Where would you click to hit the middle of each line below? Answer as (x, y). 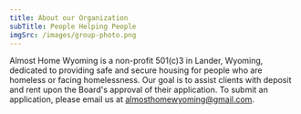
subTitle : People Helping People (73, 26)
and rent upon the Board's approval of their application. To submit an (139, 90)
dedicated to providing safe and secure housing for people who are (136, 70)
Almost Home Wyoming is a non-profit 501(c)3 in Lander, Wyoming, (136, 61)
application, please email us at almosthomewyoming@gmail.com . (132, 99)
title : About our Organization (69, 18)
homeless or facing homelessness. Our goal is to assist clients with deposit (150, 80)
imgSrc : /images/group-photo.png (73, 35)
